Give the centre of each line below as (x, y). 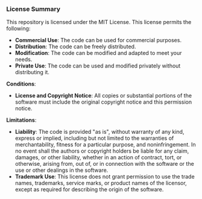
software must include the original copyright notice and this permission (103, 102)
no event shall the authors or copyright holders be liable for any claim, (102, 151)
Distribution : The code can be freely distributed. (75, 46)
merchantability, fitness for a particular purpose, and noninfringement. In (105, 145)
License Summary (33, 9)
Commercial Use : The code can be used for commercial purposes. (98, 40)
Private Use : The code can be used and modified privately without (98, 66)
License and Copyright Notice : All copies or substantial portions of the (103, 96)
